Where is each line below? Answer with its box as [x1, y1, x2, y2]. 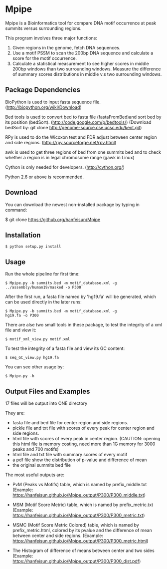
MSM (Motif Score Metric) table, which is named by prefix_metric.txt [12, 502, 154, 508]
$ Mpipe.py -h [5, 373, 35, 379]
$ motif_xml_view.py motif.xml [5, 337, 70, 342]
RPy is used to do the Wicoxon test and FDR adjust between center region [5, 134, 157, 140]
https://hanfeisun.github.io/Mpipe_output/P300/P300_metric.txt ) [12, 513, 145, 518]
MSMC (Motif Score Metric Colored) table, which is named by [12, 522, 140, 528]
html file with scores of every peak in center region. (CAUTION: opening [12, 436, 161, 441]
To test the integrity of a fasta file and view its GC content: [5, 345, 125, 351]
